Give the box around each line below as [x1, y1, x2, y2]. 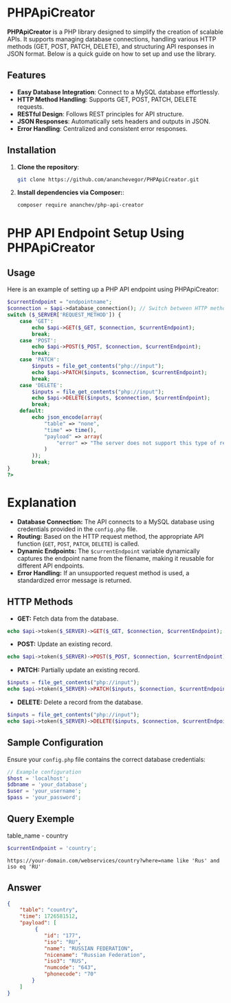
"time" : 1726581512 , [19, 913, 78, 920]
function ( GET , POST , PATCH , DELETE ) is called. [16, 539, 140, 548]
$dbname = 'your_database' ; [7, 781, 88, 788]
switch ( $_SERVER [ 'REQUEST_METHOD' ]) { [7, 311, 122, 318]
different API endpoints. [16, 561, 85, 570]
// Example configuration [7, 768, 81, 776]
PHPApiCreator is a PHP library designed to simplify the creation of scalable [7, 28, 223, 36]
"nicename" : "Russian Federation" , [43, 951, 146, 958]
